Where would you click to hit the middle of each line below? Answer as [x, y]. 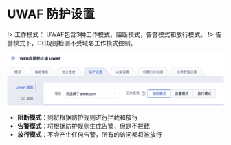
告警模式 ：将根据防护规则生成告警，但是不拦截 [83, 126]
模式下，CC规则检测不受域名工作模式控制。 [75, 43]
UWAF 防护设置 [51, 14]
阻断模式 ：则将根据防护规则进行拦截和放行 [77, 118]
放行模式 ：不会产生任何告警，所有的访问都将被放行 [89, 135]
